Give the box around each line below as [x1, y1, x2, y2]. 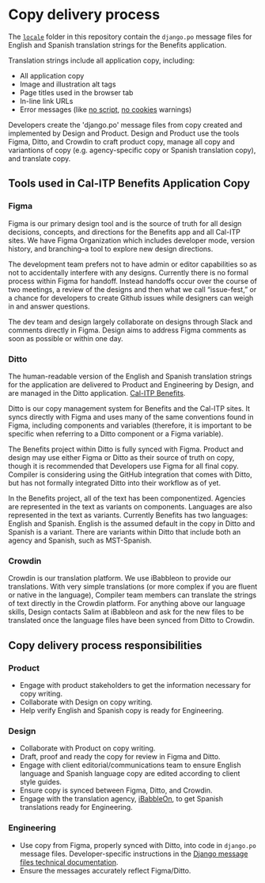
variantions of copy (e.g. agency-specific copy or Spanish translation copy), [8, 145, 256, 155]
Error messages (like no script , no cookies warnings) [19, 105, 192, 114]
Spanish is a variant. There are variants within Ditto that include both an [8, 527, 241, 536]
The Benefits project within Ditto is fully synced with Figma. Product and [8, 444, 244, 454]
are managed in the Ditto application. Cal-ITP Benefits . [8, 388, 186, 397]
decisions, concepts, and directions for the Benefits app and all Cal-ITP [8, 227, 241, 236]
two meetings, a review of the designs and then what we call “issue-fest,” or [8, 284, 257, 294]
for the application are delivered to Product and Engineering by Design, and [8, 379, 255, 390]
